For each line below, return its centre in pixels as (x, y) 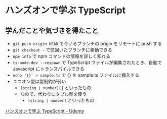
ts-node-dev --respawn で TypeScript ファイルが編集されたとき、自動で (87, 63)
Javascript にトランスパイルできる (48, 69)
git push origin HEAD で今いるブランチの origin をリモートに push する (87, 44)
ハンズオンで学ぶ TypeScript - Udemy (45, 111)
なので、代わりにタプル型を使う (53, 94)
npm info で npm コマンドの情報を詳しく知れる (61, 56)
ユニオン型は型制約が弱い (39, 81)
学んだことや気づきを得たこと (52, 31)
